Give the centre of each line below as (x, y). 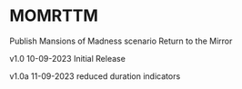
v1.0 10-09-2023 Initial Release (67, 58)
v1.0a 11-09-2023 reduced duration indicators (95, 76)
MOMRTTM (54, 16)
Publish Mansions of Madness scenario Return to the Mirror (121, 41)
